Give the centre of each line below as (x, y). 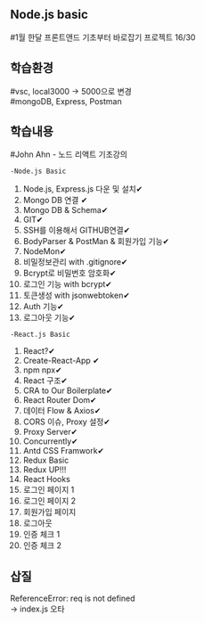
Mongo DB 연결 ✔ (55, 201)
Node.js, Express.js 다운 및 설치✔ (83, 189)
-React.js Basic (40, 335)
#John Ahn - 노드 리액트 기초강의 (69, 154)
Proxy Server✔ (50, 432)
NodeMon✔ (45, 251)
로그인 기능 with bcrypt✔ (67, 284)
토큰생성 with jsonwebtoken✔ (76, 295)
